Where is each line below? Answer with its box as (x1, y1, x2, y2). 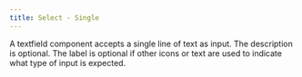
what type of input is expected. (9, 57, 126, 68)
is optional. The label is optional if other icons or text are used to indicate (9, 47, 282, 59)
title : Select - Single (9, 13, 100, 23)
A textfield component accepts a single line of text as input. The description (9, 38, 293, 49)
